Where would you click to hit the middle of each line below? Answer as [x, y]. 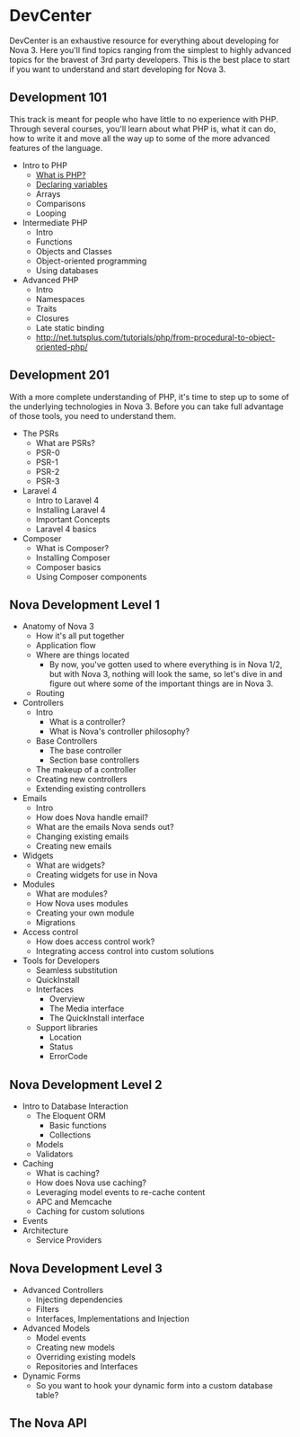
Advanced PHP [50, 280]
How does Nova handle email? [92, 817]
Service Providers [69, 1240]
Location [66, 1037]
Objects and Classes [74, 251]
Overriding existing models [86, 1357]
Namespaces [60, 299]
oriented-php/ [62, 346]
